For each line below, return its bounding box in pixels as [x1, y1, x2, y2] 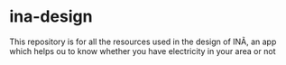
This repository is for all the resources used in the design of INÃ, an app [9, 36, 277, 47]
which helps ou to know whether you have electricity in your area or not [9, 45, 276, 56]
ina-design [9, 6, 93, 27]
